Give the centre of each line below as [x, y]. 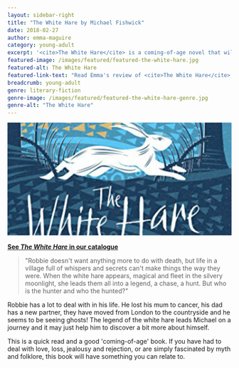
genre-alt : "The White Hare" [51, 106]
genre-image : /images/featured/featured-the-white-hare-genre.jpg [108, 98]
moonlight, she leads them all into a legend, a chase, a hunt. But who [126, 283]
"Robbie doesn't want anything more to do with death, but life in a [121, 260]
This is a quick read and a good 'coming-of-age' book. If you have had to [115, 341]
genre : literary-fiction [44, 90]
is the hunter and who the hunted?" [76, 291]
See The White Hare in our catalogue [63, 247]
